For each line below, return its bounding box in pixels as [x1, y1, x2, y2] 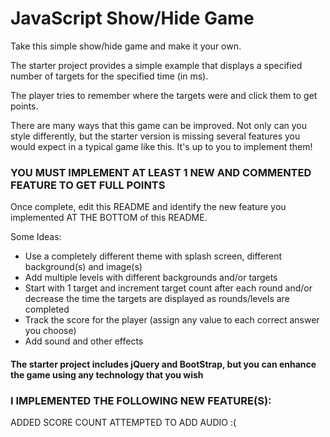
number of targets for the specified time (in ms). [10, 70, 209, 82]
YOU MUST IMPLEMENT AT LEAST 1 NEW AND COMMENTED [10, 165, 312, 179]
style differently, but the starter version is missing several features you [10, 130, 301, 142]
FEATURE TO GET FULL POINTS [10, 178, 166, 192]
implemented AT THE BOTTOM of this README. [10, 212, 208, 224]
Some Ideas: [10, 231, 62, 243]
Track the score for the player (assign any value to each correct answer [24, 314, 320, 326]
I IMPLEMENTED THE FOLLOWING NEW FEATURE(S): [10, 393, 272, 407]
